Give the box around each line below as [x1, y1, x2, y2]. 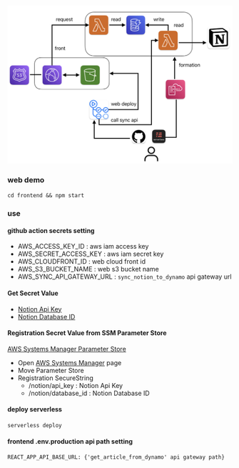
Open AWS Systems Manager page [17, 358, 122, 367]
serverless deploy [7, 422, 62, 429]
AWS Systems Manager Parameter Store [7, 344, 126, 353]
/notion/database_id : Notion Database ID [28, 389, 150, 397]
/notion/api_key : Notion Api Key [28, 381, 123, 389]
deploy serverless [7, 405, 63, 414]
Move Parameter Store [17, 366, 84, 374]
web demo [7, 174, 45, 184]
